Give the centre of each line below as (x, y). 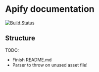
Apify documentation (50, 9)
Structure (20, 38)
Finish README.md (32, 60)
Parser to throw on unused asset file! (50, 65)
